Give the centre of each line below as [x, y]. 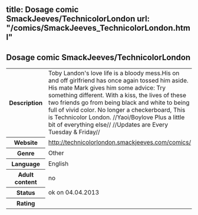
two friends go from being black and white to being [119, 102]
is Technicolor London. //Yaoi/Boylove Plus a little [116, 117]
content [26, 182]
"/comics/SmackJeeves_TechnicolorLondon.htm [98, 28]
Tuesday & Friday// [74, 132]
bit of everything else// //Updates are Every [108, 125]
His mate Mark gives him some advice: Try [107, 88]
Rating [26, 203]
